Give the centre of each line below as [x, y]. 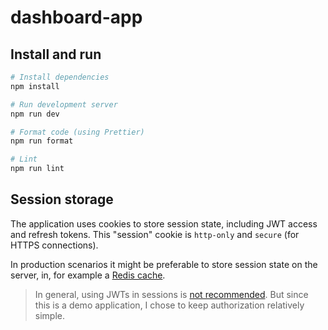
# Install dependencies [60, 77]
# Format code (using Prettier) [77, 132]
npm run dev [35, 114]
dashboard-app [76, 17]
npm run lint [37, 169]
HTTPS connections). [54, 245]
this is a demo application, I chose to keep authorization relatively [169, 305]
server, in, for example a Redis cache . [88, 275]
